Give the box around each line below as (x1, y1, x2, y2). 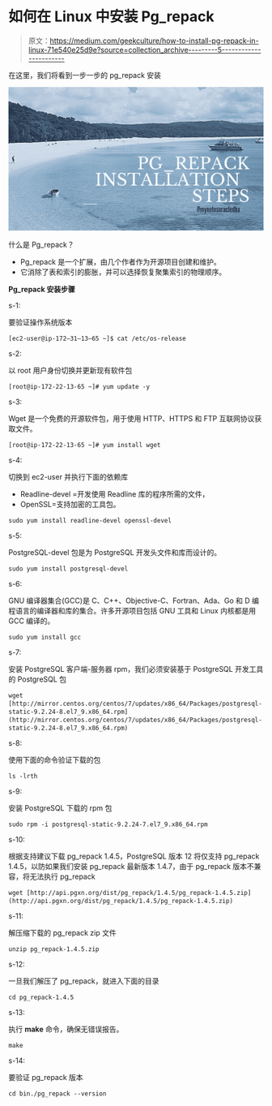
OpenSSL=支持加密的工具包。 (19, 500, 121, 510)
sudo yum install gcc (8, 634, 82, 642)
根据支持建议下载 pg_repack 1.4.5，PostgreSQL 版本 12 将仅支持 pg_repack (8, 851, 260, 861)
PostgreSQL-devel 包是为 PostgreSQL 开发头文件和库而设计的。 (8, 548, 222, 557)
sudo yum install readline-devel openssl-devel (8, 517, 172, 525)
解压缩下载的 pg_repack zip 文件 (8, 928, 117, 938)
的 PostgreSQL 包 (8, 674, 67, 684)
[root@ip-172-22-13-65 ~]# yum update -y (8, 383, 151, 391)
